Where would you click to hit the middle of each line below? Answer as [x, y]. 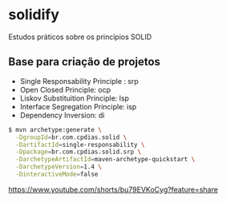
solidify [34, 15]
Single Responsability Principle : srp [79, 81]
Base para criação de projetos [85, 62]
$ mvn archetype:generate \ [55, 129]
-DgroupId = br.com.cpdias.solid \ [71, 137]
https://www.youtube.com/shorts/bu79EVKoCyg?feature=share [113, 189]
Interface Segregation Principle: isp [78, 106]
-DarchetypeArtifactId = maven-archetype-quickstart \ [105, 160]
